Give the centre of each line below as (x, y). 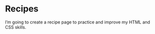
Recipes (22, 9)
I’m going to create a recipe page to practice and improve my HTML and (78, 22)
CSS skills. (16, 27)
